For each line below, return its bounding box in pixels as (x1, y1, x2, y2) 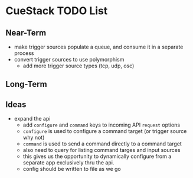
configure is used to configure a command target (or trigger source (22, 128, 187, 135)
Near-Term (5, 28, 47, 38)
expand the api (14, 115, 51, 122)
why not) (22, 134, 45, 141)
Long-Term (5, 79, 48, 89)
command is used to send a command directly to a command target (22, 140, 182, 147)
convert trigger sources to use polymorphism (14, 56, 125, 63)
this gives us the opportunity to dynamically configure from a (22, 153, 172, 160)
